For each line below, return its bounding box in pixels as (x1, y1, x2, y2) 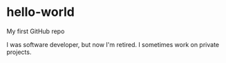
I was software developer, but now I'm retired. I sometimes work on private (6, 40, 220, 48)
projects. (6, 48, 32, 56)
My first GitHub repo (6, 27, 65, 35)
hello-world (6, 4, 75, 20)
